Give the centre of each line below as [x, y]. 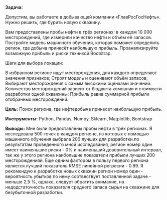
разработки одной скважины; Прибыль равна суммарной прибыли [77, 94]
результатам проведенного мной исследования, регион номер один [79, 144]
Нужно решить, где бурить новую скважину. [53, 22]
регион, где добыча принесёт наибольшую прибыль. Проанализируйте [82, 48]
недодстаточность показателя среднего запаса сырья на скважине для [82, 187]
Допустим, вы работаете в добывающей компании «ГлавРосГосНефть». [83, 17]
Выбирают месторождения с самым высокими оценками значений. [78, 83]
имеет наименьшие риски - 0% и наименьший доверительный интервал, [84, 150]
